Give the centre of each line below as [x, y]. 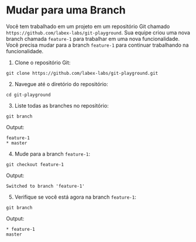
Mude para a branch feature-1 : [52, 154]
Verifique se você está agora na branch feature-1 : [75, 197]
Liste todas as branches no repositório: [62, 105]
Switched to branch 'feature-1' [45, 186]
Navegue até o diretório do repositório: [61, 84]
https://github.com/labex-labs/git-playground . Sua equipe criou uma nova [98, 32]
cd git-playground [28, 95]
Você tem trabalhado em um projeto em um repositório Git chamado [88, 26]
